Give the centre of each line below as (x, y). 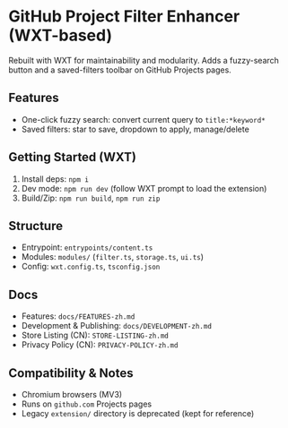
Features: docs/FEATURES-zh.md (78, 316)
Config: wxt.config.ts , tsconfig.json (91, 267)
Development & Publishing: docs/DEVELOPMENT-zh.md (117, 326)
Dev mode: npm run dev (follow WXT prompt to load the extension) (144, 188)
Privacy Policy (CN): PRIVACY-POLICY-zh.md (100, 345)
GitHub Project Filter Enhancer (124, 17)
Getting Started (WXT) (72, 157)
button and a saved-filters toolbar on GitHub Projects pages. (120, 70)
